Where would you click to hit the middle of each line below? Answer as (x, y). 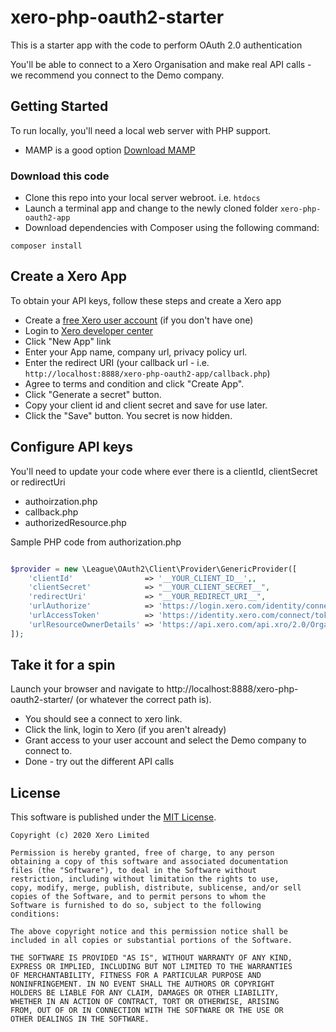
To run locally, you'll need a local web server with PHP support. (141, 130)
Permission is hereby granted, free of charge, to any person (142, 853)
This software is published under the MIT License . (113, 817)
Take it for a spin (63, 665)
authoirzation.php (61, 501)
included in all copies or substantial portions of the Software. (151, 941)
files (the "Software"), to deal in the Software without (133, 871)
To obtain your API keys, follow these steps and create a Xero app (146, 300)
